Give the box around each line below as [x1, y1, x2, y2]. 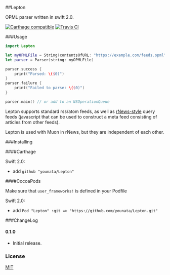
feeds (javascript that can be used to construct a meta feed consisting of [5, 113, 157, 120]
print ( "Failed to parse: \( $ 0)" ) [14, 86, 85, 91]
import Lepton [5, 44, 35, 49]
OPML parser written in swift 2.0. [5, 14, 74, 20]
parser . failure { [5, 81, 42, 86]
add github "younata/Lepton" [12, 168, 74, 174]
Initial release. [12, 240, 42, 246]
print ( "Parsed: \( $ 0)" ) [14, 71, 65, 76]
